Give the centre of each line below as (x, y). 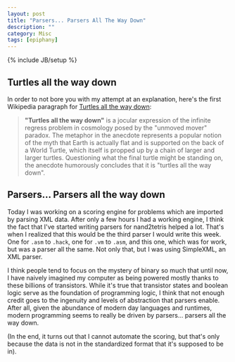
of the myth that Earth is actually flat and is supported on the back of (124, 142)
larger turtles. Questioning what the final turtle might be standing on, (124, 157)
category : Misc (30, 33)
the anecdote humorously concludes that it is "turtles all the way (118, 165)
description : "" (31, 27)
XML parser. (25, 256)
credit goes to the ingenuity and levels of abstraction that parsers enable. (114, 300)
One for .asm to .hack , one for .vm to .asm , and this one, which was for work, (117, 242)
